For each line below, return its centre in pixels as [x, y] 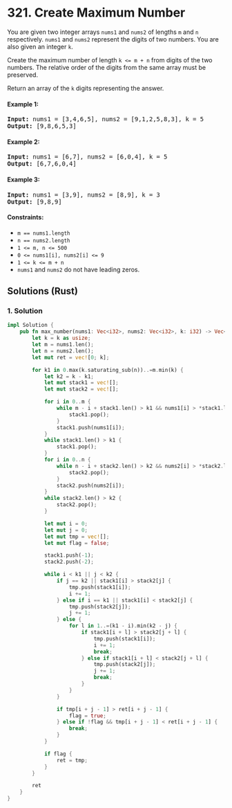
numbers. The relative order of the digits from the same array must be [106, 67]
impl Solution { [30, 325]
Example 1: [23, 104]
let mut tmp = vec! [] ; [77, 537]
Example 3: [23, 179]
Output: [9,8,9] [35, 201]
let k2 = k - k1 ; [69, 376]
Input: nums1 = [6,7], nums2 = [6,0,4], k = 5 [87, 157]
